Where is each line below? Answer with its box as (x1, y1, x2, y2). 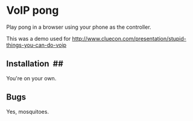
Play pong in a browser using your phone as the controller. (6, 23, 152, 31)
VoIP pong (6, 4, 59, 17)
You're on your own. (6, 74, 57, 81)
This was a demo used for (6, 35, 71, 42)
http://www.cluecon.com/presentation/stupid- (72, 35, 187, 42)
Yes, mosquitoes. (6, 108, 49, 115)
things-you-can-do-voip (6, 41, 67, 49)
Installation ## (6, 59, 63, 69)
